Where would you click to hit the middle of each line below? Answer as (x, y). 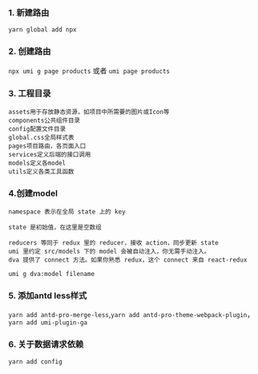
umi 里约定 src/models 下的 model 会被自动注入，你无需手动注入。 (109, 252)
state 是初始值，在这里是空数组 (55, 228)
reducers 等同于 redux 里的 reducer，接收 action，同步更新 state (113, 243)
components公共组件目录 (44, 120)
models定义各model (37, 163)
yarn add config (35, 362)
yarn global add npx (43, 30)
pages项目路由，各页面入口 (47, 146)
